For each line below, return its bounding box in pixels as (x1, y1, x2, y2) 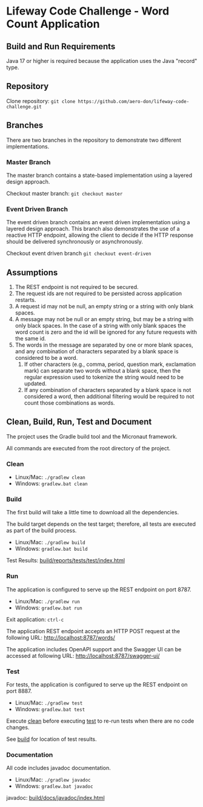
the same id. (15, 335, 47, 342)
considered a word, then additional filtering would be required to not (24, 393, 195, 400)
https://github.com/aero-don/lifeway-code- (78, 98, 190, 104)
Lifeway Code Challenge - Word (6, 4, 170, 18)
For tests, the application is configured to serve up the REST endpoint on (6, 681, 188, 688)
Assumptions (6, 267, 58, 277)
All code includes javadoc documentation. (6, 765, 111, 772)
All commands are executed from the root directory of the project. (6, 444, 171, 452)
